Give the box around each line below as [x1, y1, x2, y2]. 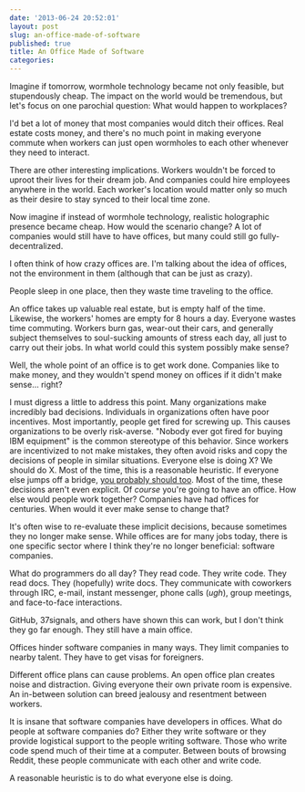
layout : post [9, 22, 59, 31]
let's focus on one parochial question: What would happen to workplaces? [9, 100, 288, 110]
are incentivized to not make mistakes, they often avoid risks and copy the [9, 445, 288, 456]
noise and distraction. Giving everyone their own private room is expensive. [9, 679, 293, 690]
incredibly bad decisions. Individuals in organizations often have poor [9, 407, 270, 417]
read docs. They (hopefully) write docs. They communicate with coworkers [9, 578, 292, 589]
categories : [9, 56, 55, 65]
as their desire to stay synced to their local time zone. [9, 193, 211, 204]
